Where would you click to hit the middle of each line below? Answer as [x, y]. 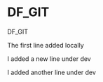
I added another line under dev [52, 72]
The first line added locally [46, 45]
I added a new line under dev [49, 59]
